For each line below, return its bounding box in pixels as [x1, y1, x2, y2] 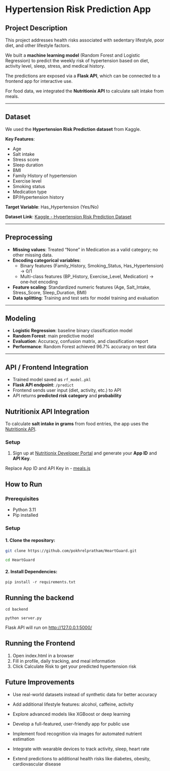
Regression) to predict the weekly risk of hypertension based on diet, [5, 58, 149, 64]
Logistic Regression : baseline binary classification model [12, 328, 133, 334]
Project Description [5, 24, 68, 32]
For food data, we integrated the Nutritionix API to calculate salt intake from [5, 88, 164, 94]
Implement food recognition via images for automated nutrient [12, 731, 142, 737]
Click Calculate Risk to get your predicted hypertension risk [12, 663, 137, 669]
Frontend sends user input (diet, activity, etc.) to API [12, 387, 121, 393]
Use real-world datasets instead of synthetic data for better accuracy [12, 691, 157, 697]
